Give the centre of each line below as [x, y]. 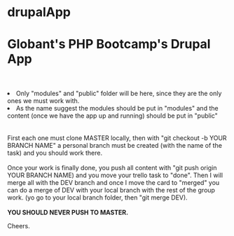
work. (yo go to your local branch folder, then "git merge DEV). [97, 197]
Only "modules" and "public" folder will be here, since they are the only [119, 93]
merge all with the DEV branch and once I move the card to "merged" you [113, 183]
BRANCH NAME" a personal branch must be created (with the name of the [115, 146]
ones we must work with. [43, 101]
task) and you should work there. [55, 153]
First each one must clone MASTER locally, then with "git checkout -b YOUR [117, 138]
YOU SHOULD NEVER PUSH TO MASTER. [68, 213]
